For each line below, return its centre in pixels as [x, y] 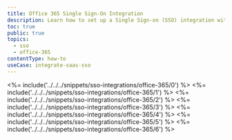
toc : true [21, 26]
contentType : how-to [37, 59]
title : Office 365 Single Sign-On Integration [75, 14]
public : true [26, 33]
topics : [18, 40]
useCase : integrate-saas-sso [49, 65]
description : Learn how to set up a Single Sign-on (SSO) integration [111, 20]
